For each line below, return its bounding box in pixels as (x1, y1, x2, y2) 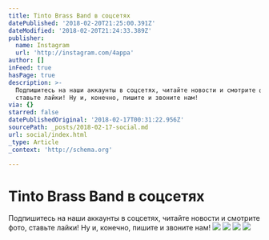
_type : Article (8, 138, 59, 146)
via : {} (8, 101, 34, 109)
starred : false (8, 109, 59, 117)
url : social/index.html (8, 130, 88, 138)
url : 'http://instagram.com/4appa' (15, 49, 134, 57)
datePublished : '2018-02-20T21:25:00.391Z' (8, 19, 156, 27)
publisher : (8, 34, 45, 42)
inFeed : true (8, 64, 52, 72)
